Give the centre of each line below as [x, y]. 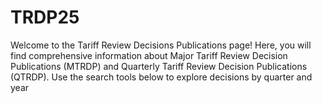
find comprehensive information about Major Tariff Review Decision [149, 55]
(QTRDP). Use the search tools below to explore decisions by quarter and [161, 77]
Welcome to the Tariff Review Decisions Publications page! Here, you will [161, 45]
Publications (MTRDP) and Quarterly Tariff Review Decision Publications [159, 66]
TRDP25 [45, 17]
